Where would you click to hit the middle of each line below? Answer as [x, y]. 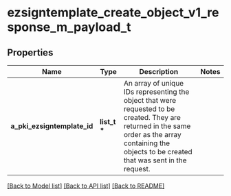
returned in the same [157, 126]
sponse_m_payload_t [69, 27]
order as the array [152, 135]
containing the [147, 143]
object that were [150, 100]
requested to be [149, 109]
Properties [30, 52]
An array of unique [154, 83]
